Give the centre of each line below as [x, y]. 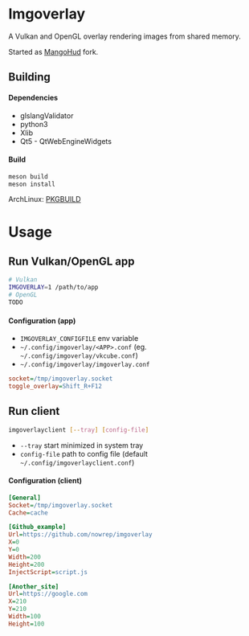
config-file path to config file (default [84, 453]
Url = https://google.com [48, 594]
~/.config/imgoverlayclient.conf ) [77, 462]
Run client [34, 411]
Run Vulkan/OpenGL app [71, 262]
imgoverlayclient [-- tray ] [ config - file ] [79, 430]
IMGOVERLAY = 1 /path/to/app [53, 287]
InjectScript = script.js [48, 572]
